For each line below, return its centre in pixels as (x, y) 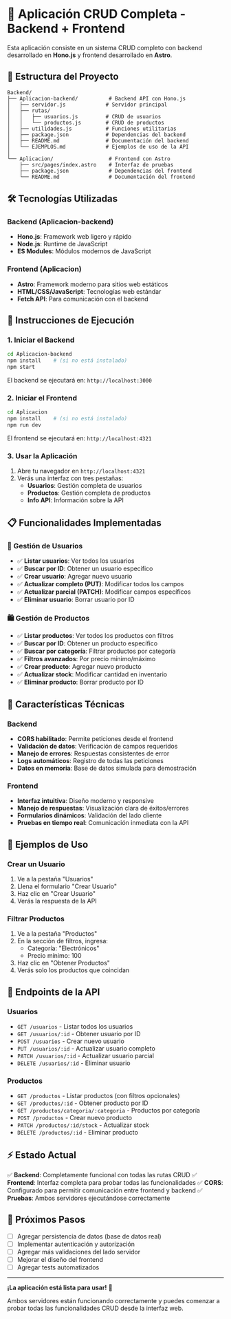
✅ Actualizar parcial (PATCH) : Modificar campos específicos (104, 592)
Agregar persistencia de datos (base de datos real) (89, 1236)
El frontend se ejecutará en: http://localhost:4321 (79, 438)
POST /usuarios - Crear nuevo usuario (71, 1041)
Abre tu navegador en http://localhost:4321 (81, 471)
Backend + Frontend (66, 29)
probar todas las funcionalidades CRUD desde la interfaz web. (95, 1308)
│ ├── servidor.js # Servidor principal (87, 105)
